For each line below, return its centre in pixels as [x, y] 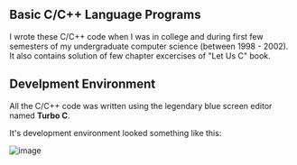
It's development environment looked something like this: [116, 133]
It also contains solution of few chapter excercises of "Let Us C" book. [140, 55]
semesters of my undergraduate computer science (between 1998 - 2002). [149, 46]
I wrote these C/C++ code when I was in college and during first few [136, 36]
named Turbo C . [40, 115]
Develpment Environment [83, 84]
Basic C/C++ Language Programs [105, 15]
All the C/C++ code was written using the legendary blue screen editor [141, 105]
